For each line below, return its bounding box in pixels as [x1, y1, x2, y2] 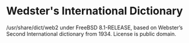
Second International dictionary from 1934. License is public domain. [6, 30, 176, 37]
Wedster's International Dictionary [6, 4, 184, 18]
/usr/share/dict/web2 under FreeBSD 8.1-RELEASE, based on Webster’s [6, 24, 183, 31]
